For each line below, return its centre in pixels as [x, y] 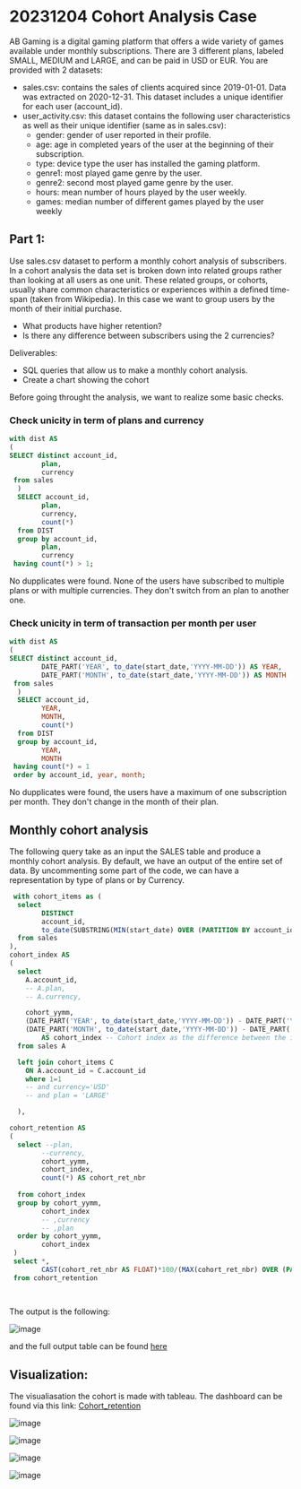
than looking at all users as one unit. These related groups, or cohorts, [139, 280]
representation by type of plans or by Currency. [97, 880]
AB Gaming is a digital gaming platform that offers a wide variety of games [146, 41]
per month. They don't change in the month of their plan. [114, 802]
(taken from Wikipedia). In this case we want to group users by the [152, 299]
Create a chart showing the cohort [86, 379]
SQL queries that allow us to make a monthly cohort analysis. [135, 370]
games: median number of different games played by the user [150, 201]
